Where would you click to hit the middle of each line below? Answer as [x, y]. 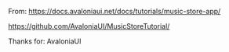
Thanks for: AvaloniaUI [45, 41]
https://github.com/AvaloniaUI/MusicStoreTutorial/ [89, 26]
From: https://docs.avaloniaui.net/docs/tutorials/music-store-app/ [114, 11]
